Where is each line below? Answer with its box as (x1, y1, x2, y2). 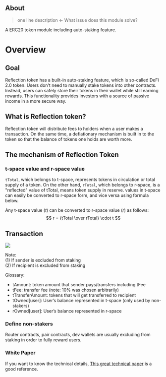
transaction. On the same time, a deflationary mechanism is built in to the (5, 131, 155, 137)
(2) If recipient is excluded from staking (5, 262, 86, 268)
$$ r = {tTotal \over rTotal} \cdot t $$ (46, 215, 121, 221)
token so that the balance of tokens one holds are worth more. (5, 136, 132, 142)
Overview (5, 44, 46, 55)
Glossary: (5, 272, 25, 278)
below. (5, 198, 19, 204)
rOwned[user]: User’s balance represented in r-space (12, 308, 122, 314)
